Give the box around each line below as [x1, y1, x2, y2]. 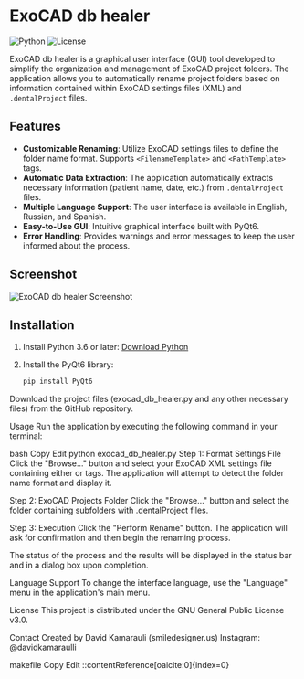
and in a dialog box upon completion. [9, 559, 149, 571]
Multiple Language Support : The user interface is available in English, [22, 201, 288, 212]
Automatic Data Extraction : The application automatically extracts [22, 172, 274, 183]
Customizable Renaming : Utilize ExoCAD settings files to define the [22, 143, 279, 154]
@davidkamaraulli [9, 642, 77, 653]
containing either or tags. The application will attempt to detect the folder [9, 468, 285, 479]
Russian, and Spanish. [22, 211, 107, 222]
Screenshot [9, 267, 78, 282]
